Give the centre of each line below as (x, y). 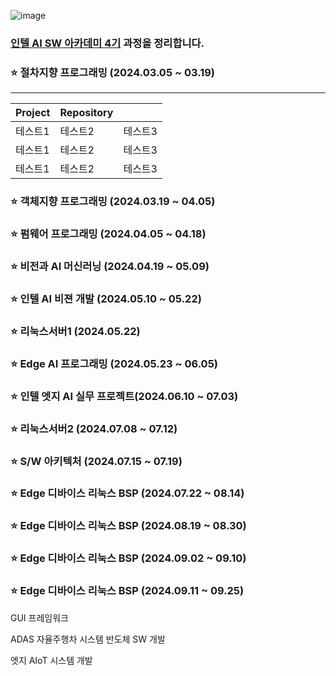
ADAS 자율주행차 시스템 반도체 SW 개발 (88, 639)
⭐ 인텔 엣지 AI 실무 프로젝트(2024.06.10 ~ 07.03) (124, 396)
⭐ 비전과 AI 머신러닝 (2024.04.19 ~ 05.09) (110, 266)
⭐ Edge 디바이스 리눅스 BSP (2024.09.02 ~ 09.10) (128, 558)
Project (33, 113)
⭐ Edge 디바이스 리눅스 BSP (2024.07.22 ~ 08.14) (127, 493)
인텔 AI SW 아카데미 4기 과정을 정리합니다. (107, 43)
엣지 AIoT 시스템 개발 (51, 660)
